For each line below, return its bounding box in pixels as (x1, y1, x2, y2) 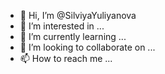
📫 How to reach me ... (19, 53, 113, 64)
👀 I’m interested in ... (19, 20, 105, 32)
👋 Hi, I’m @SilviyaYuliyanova (19, 10, 137, 21)
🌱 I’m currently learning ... (19, 31, 127, 42)
